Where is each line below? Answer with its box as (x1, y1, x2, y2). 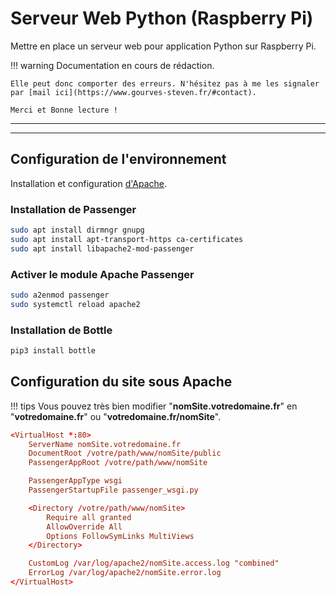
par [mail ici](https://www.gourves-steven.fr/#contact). (10, 87, 257, 97)
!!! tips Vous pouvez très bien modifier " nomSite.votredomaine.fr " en (10, 400, 298, 412)
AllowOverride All (46, 522, 123, 532)
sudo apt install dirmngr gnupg (10, 225, 145, 236)
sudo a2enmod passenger (10, 290, 110, 300)
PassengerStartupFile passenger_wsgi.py (28, 485, 199, 496)
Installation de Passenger (10, 202, 137, 216)
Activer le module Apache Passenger (10, 267, 195, 281)
